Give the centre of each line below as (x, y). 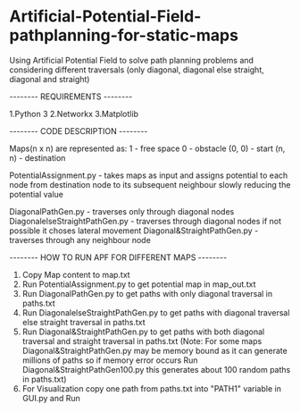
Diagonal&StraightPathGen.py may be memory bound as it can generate (154, 350)
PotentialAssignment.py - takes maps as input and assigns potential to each (149, 175)
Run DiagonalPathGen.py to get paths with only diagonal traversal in (147, 293)
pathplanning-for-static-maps (124, 35)
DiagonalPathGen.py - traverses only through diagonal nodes (122, 211)
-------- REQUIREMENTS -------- (71, 97)
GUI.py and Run (51, 398)
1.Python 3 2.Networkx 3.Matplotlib (74, 114)
